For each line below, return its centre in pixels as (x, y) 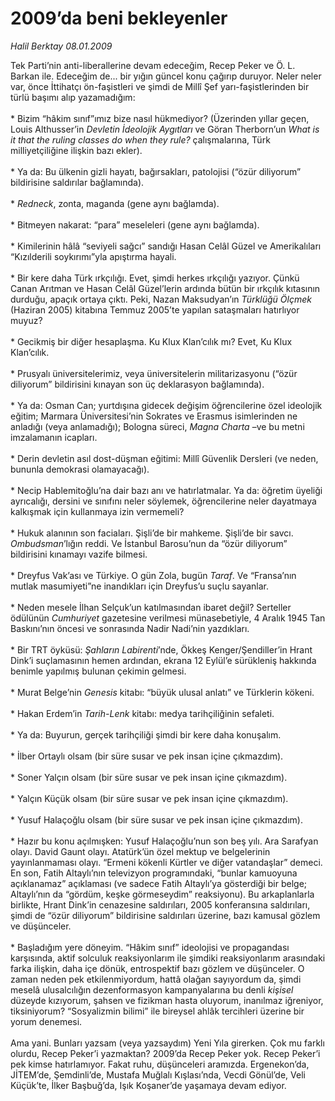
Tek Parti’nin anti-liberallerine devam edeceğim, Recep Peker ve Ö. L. (153, 65)
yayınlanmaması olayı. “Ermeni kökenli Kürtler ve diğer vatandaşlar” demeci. (166, 862)
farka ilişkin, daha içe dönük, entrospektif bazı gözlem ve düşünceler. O (157, 968)
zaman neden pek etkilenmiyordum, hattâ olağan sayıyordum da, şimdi (156, 979)
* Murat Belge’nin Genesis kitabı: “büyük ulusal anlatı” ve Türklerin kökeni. (162, 692)
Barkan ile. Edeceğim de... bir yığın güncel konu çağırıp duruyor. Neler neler (166, 76)
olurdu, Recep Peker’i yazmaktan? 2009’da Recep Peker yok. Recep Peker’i (165, 1053)
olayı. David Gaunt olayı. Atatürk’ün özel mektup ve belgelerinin (140, 851)
